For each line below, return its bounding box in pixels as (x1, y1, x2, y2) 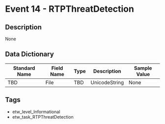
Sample (134, 65, 152, 72)
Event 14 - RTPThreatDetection (5, 3, 134, 15)
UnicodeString (90, 79, 124, 86)
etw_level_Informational (12, 109, 60, 115)
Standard (13, 65, 35, 72)
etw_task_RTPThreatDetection (12, 114, 74, 120)
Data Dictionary (5, 50, 54, 58)
